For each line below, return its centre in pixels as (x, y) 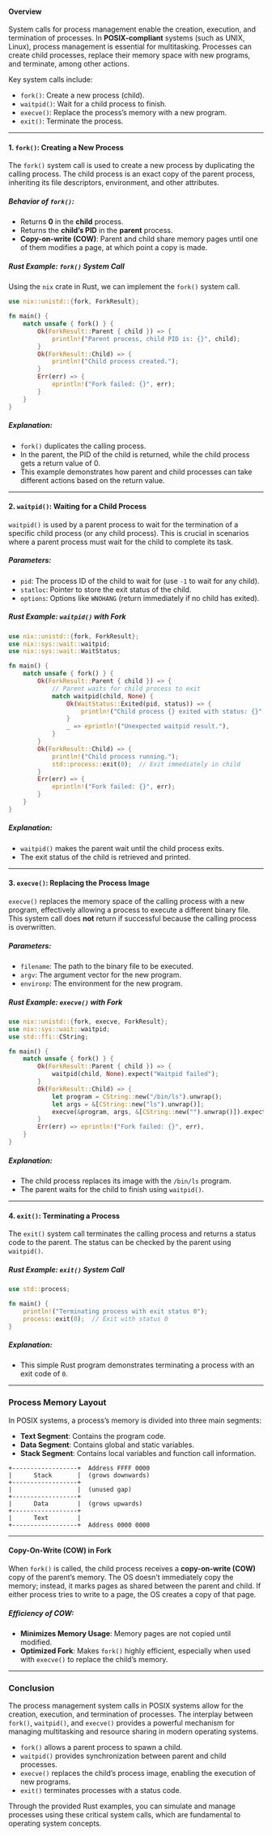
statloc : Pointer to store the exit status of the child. (106, 590)
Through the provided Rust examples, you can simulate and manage (122, 1806)
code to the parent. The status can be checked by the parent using (120, 1242)
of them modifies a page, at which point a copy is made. (114, 248)
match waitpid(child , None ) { (102, 696)
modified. (36, 1642)
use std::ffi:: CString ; (49, 1037)
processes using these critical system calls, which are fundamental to (125, 1815)
